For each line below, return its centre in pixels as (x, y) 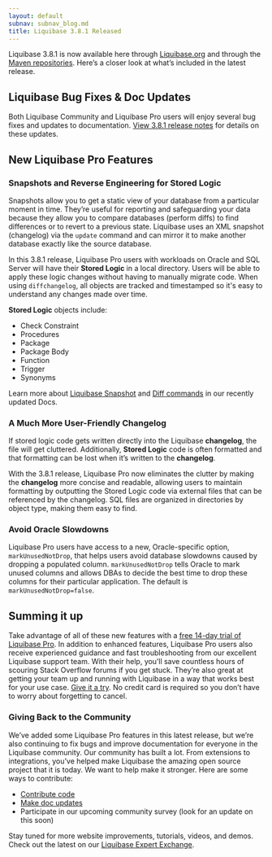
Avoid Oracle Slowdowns (59, 530)
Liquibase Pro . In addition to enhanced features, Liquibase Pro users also (131, 645)
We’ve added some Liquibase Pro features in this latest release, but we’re (131, 735)
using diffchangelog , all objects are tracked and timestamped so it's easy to (136, 285)
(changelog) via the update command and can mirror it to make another (127, 235)
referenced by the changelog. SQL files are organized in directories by (126, 500)
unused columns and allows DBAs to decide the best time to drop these (128, 573)
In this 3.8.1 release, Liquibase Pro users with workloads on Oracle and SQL (134, 259)
